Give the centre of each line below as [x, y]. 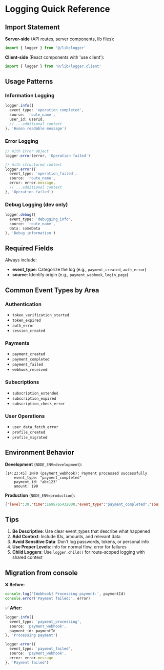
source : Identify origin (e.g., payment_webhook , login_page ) [70, 275]
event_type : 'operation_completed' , [47, 110]
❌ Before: [15, 585]
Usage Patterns [29, 82]
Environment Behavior [40, 452]
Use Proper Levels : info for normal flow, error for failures [69, 547]
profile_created [29, 432]
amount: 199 [26, 486]
